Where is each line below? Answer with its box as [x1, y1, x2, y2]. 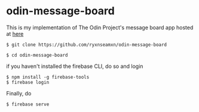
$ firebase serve [6, 101, 50, 107]
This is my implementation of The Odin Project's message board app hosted [6, 24, 194, 31]
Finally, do [6, 89, 32, 97]
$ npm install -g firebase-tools [6, 74, 90, 80]
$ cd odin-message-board [6, 52, 68, 58]
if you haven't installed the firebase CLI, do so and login [6, 63, 143, 70]
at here [6, 30, 24, 37]
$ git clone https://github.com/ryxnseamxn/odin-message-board [6, 42, 167, 48]
